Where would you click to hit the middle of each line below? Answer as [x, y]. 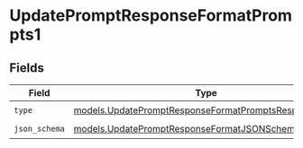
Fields [27, 68]
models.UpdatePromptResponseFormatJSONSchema [187, 128]
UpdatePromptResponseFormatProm [151, 16]
